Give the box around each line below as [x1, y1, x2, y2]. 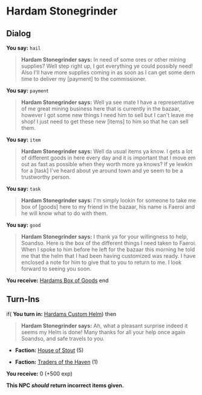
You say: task [6, 185, 41, 192]
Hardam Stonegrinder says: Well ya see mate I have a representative [21, 98, 195, 106]
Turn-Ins [6, 294, 40, 304]
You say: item [6, 136, 41, 143]
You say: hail [6, 44, 41, 51]
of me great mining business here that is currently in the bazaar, [21, 105, 181, 112]
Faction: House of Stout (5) [15, 346, 84, 354]
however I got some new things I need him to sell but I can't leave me [21, 112, 194, 118]
